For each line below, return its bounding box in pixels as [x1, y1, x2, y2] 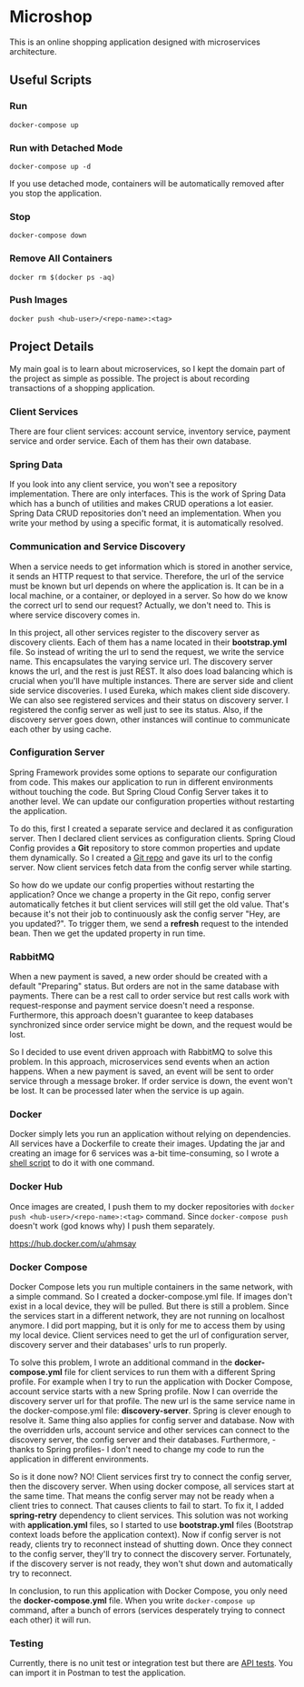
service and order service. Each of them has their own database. [9, 435, 252, 447]
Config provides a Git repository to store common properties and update [9, 842, 281, 853]
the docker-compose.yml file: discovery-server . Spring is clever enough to [9, 1405, 292, 1416]
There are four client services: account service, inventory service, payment [9, 426, 291, 437]
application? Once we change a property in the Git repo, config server [9, 889, 271, 899]
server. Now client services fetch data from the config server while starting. [9, 861, 292, 872]
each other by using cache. [9, 723, 112, 734]
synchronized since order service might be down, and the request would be [9, 1019, 293, 1030]
